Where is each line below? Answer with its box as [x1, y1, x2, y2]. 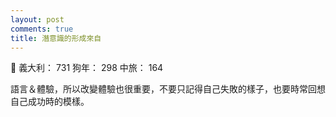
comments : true [10, 24, 74, 34]
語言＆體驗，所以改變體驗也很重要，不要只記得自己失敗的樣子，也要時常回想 [10, 83, 326, 95]
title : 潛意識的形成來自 [10, 33, 102, 43]
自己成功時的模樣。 [10, 96, 90, 108]
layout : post [10, 14, 65, 25]
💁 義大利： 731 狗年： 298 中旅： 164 [10, 62, 164, 74]
